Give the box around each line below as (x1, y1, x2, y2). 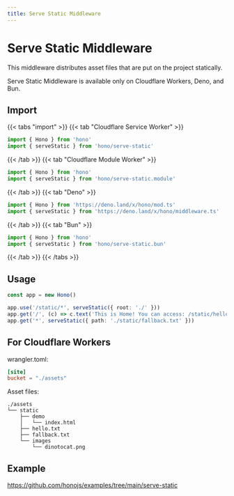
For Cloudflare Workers (7, 336, 111, 348)
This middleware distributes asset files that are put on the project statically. (7, 63, 223, 72)
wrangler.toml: (7, 355, 49, 363)
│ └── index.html (19, 419, 77, 426)
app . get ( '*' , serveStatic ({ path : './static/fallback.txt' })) (7, 317, 195, 324)
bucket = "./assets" (7, 375, 68, 382)
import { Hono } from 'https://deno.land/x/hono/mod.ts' (7, 201, 176, 208)
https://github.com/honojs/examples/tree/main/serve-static (7, 481, 178, 490)
